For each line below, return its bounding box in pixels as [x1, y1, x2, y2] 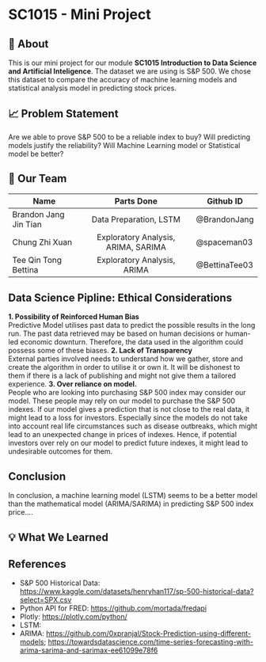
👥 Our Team [8, 172, 67, 185]
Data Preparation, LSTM [91, 214, 180, 225]
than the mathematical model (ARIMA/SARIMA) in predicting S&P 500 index [8, 499, 254, 508]
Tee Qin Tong [12, 254, 62, 265]
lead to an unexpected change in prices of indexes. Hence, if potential [8, 430, 237, 439]
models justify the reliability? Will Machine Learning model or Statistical [8, 140, 241, 150]
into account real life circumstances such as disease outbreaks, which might [8, 421, 258, 431]
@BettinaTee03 [196, 259, 253, 270]
